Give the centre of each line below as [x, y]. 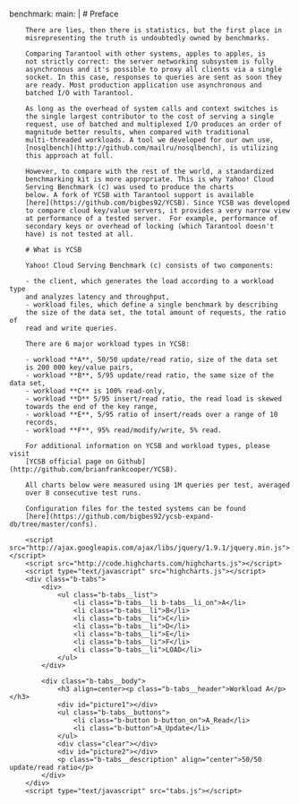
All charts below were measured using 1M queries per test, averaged [158, 485]
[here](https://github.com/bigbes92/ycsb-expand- [120, 516]
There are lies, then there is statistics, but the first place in [154, 30]
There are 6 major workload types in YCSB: [108, 344]
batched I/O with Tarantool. [80, 93]
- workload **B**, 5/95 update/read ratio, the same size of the [150, 376]
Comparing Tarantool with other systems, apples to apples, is [146, 54]
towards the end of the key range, [92, 407]
